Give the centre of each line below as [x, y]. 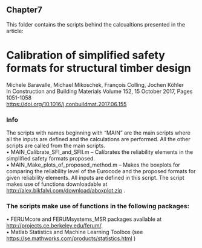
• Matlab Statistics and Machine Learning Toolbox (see [75, 232]
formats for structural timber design [99, 68]
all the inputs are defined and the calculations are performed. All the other [98, 139]
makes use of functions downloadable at [57, 184]
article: [15, 31]
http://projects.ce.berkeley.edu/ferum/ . [54, 226]
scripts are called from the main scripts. [56, 146]
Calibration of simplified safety [86, 55]
